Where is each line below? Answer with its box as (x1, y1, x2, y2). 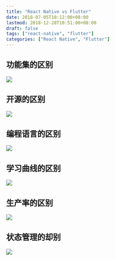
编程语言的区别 (6, 129, 61, 139)
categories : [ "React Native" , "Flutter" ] (6, 36, 110, 42)
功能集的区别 (6, 60, 53, 70)
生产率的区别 (6, 197, 53, 208)
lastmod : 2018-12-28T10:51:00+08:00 (6, 20, 97, 26)
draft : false (6, 25, 39, 32)
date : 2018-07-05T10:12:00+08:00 (6, 14, 89, 20)
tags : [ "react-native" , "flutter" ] (6, 31, 94, 37)
